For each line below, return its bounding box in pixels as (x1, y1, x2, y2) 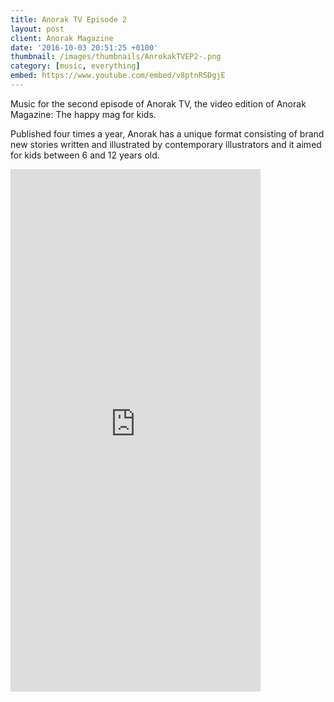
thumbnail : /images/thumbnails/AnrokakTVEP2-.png (10, 52, 222, 62)
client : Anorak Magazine (10, 33, 114, 43)
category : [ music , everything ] (10, 61, 141, 71)
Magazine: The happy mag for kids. (10, 108, 157, 120)
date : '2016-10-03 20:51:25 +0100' (10, 42, 159, 53)
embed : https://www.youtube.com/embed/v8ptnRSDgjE (10, 71, 226, 81)
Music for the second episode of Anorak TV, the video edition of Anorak (10, 97, 307, 110)
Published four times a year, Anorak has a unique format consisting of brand (10, 127, 325, 140)
